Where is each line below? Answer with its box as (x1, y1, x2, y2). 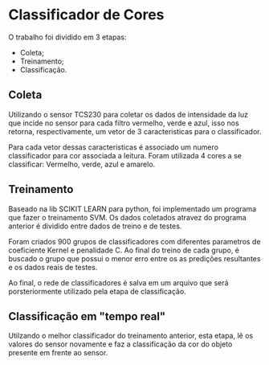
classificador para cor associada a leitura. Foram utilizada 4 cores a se (8, 150, 243, 160)
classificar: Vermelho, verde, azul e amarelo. (8, 159, 156, 169)
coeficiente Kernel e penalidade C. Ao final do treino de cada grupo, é (8, 245, 239, 255)
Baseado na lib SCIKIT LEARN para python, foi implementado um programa (8, 203, 257, 214)
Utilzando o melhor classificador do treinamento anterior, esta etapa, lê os (8, 331, 254, 341)
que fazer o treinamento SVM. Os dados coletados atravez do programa (8, 212, 247, 222)
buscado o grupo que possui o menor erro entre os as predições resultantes (8, 253, 261, 263)
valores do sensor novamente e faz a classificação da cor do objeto (8, 339, 233, 349)
